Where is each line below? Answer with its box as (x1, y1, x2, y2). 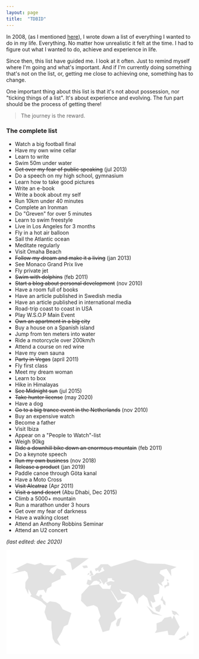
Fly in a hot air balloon (14, 229, 70, 236)
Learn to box (14, 374, 46, 381)
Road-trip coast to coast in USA (14, 304, 93, 312)
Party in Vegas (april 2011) (14, 355, 79, 363)
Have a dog (14, 400, 43, 407)
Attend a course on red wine (14, 343, 84, 350)
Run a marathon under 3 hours (14, 501, 90, 508)
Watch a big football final (14, 140, 76, 147)
